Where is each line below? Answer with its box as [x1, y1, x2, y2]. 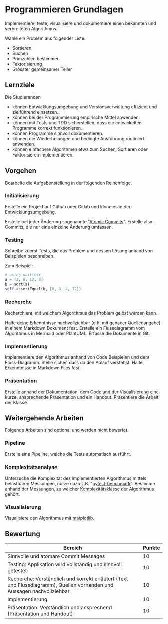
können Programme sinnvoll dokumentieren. [12, 130, 104, 136]
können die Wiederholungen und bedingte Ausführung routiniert [12, 135, 145, 141]
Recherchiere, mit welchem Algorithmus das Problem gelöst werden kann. [5, 309, 157, 316]
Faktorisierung [12, 61, 42, 67]
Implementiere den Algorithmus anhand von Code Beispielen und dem [5, 354, 150, 360]
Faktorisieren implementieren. [12, 151, 74, 158]
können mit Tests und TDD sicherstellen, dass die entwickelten [12, 119, 142, 126]
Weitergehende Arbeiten [5, 414, 84, 422]
